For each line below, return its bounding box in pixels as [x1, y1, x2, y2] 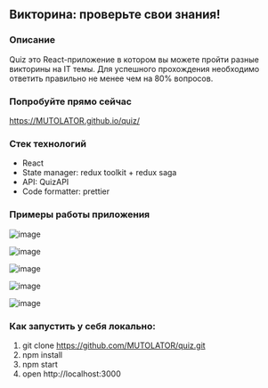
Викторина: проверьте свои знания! [9, 7, 221, 22]
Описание [9, 34, 56, 46]
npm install [21, 349, 63, 360]
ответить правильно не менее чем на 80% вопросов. [9, 73, 214, 84]
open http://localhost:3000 [21, 368, 122, 379]
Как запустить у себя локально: [9, 319, 156, 332]
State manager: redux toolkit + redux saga [21, 167, 177, 178]
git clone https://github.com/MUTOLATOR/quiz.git [21, 340, 207, 351]
